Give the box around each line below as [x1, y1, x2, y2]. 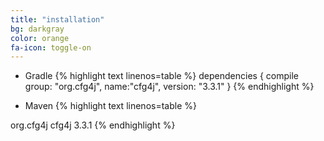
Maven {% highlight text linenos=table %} [24, 100, 197, 112]
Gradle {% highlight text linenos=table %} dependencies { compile [24, 70, 299, 82]
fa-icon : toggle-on [10, 42, 92, 53]
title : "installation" [10, 14, 105, 25]
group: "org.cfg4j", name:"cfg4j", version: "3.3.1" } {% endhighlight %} [24, 81, 315, 93]
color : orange [10, 33, 70, 43]
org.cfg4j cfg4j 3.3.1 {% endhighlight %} [10, 119, 176, 131]
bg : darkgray [10, 24, 65, 34]
